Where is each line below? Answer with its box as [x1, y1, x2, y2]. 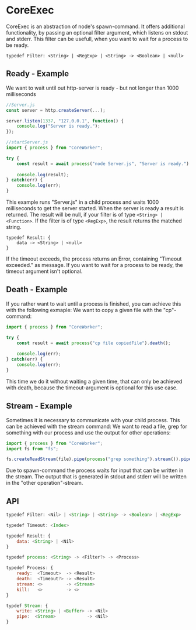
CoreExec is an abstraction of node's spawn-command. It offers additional [6, 23, 185, 30]
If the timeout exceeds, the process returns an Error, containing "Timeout [6, 255, 182, 262]
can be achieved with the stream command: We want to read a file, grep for [6, 423, 188, 430]
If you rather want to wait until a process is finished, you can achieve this [6, 300, 181, 307]
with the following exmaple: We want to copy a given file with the [6, 306, 162, 313]
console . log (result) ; [16, 172, 69, 177]
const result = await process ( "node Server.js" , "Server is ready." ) [16, 160, 190, 167]
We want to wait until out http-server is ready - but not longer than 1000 [6, 84, 179, 91]
